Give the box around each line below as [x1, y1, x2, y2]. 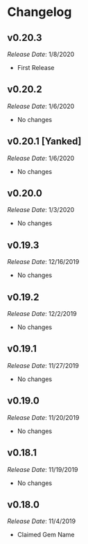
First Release [17, 64, 55, 71]
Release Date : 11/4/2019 [7, 517, 76, 525]
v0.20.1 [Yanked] [7, 136, 82, 148]
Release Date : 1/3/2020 [7, 206, 75, 214]
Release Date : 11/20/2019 [7, 413, 80, 421]
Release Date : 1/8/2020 [7, 50, 75, 58]
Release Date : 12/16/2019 [7, 258, 80, 266]
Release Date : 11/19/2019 [7, 465, 78, 473]
